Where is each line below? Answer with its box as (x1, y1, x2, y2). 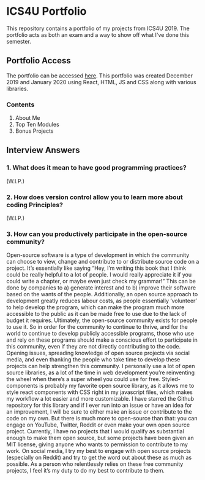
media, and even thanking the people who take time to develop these (6, 356, 181, 363)
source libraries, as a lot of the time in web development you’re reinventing (6, 369, 195, 376)
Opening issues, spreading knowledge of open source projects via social (6, 349, 190, 357)
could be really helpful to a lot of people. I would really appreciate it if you (6, 271, 192, 278)
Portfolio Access (6, 55, 72, 66)
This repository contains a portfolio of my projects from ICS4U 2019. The (6, 25, 190, 32)
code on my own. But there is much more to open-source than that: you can (6, 415, 198, 422)
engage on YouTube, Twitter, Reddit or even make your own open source (6, 421, 190, 428)
